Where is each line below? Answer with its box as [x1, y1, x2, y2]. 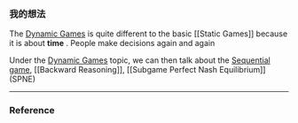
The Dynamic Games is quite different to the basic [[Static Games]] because [9, 28, 288, 39]
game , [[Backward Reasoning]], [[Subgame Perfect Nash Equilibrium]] [9, 65, 266, 75]
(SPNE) [9, 73, 36, 85]
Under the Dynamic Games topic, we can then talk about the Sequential [9, 55, 271, 65]
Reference [9, 104, 55, 117]
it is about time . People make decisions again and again [9, 38, 216, 49]
